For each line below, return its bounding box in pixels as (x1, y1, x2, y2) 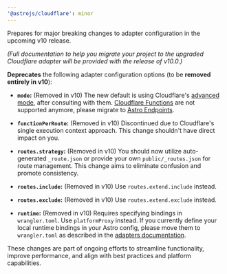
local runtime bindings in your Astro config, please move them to (17, 223, 201, 231)
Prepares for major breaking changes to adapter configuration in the (7, 29, 201, 37)
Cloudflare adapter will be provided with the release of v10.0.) (7, 56, 183, 65)
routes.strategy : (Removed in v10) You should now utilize (17, 147, 182, 155)
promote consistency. (17, 169, 79, 177)
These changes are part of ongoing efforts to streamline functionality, (7, 244, 205, 252)
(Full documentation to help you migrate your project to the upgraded (7, 50, 204, 58)
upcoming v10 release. (7, 36, 72, 45)
